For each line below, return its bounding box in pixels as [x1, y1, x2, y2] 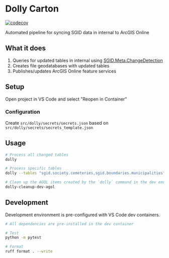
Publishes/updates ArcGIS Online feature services [12, 68, 117, 74]
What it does [5, 44, 46, 53]
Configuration [5, 109, 40, 116]
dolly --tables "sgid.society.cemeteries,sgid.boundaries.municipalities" [5, 170, 165, 176]
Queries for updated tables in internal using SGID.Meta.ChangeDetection [12, 57, 163, 63]
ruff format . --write [5, 249, 53, 254]
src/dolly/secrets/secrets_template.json [5, 125, 94, 130]
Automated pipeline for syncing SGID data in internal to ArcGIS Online [5, 29, 149, 35]
